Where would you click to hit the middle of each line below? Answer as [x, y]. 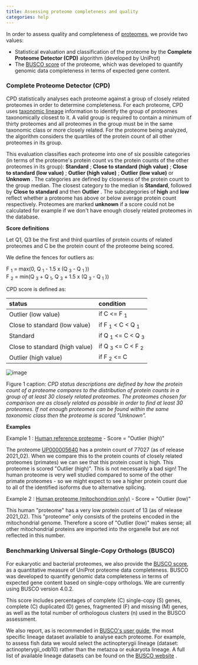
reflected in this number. [36, 536]
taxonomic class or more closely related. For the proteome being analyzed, [97, 130]
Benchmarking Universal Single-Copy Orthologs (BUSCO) [90, 551]
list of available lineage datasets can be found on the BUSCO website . [92, 656]
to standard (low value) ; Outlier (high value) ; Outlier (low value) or [90, 172]
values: [15, 40]
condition [112, 304]
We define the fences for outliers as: [50, 257]
